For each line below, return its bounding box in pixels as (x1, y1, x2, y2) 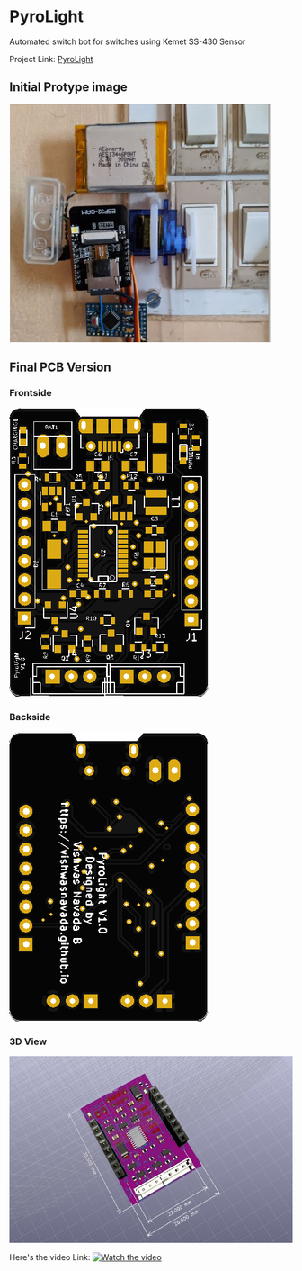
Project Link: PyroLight (9, 53, 93, 64)
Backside (9, 711, 51, 724)
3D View (9, 1035, 48, 1048)
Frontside (9, 387, 52, 400)
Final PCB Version (9, 360, 111, 375)
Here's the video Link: (9, 1252, 91, 1263)
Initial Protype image (9, 79, 128, 95)
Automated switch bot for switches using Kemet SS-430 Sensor (9, 36, 246, 47)
